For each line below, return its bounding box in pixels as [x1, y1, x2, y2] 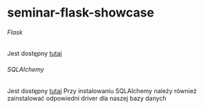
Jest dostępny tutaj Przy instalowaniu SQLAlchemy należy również [7, 86, 197, 95]
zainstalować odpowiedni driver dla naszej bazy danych [7, 94, 167, 102]
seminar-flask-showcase [7, 5, 154, 21]
